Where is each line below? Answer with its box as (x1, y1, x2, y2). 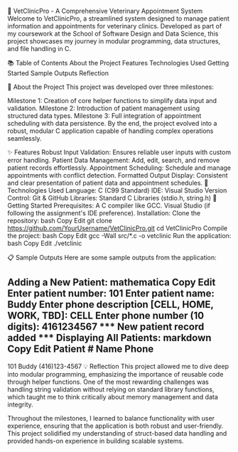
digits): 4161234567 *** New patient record (7, 321, 205, 333)
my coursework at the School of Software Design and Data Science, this (7, 29, 219, 38)
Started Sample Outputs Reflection (7, 69, 109, 77)
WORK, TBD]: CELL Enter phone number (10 (7, 310, 205, 322)
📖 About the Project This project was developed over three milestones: (7, 82, 215, 91)
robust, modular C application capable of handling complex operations (7, 127, 214, 135)
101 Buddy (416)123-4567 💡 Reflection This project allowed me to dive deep (7, 362, 229, 370)
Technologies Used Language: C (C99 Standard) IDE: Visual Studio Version (7, 186, 227, 195)
